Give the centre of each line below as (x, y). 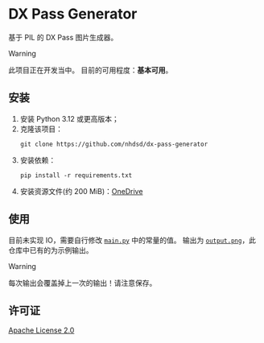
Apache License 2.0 (41, 330)
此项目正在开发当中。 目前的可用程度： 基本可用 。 (91, 70)
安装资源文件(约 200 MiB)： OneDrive (81, 191)
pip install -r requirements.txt (76, 175)
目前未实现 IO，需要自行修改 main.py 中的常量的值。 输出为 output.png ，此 (132, 240)
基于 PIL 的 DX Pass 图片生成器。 (63, 37)
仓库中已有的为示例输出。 (51, 250)
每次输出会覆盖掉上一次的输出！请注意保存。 (82, 283)
